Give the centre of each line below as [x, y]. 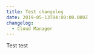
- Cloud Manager [32, 28]
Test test [17, 46]
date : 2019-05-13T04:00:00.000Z [47, 17]
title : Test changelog [35, 12]
